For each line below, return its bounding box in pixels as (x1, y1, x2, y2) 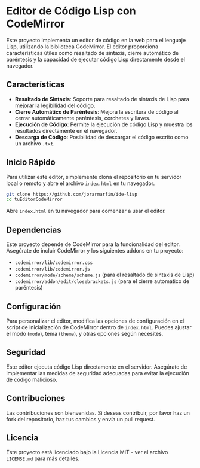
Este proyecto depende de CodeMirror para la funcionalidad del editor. (6, 241, 180, 248)
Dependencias (6, 224, 61, 235)
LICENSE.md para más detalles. (6, 455, 80, 462)
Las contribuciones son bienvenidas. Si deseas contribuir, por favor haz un (6, 409, 190, 417)
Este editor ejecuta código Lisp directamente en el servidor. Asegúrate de (6, 363, 187, 370)
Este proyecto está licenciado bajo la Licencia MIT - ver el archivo (6, 449, 168, 456)
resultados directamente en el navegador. (14, 127, 118, 134)
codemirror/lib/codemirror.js (14, 266, 91, 272)
